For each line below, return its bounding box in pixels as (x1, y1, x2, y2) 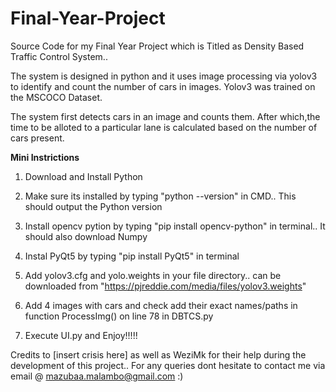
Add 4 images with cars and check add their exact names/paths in (24, 299, 298, 311)
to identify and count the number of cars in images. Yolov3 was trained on (10, 80, 316, 92)
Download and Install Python (24, 170, 143, 182)
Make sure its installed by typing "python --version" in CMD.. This (24, 190, 297, 202)
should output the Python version (24, 200, 163, 212)
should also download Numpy (24, 230, 148, 242)
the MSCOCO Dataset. (10, 91, 103, 103)
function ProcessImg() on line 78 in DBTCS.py (24, 310, 214, 322)
